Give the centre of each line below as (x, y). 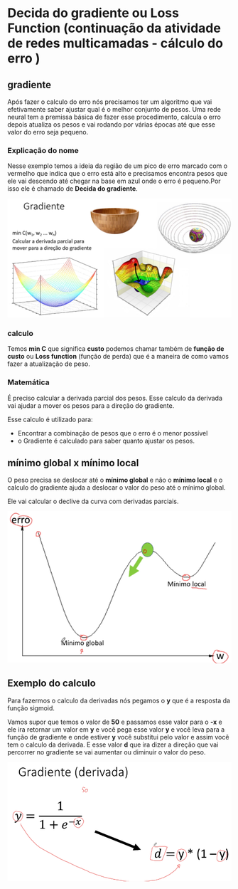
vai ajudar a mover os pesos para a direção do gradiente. (91, 405)
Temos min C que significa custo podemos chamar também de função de (116, 349)
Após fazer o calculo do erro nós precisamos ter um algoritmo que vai (110, 102)
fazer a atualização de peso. (49, 364)
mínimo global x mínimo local (73, 463)
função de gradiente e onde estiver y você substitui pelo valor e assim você (118, 737)
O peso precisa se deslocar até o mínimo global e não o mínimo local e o (115, 480)
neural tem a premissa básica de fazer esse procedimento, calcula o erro (114, 117)
